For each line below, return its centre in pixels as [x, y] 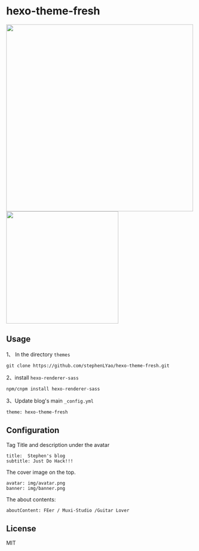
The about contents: [31, 499]
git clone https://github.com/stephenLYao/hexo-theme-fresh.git [88, 366]
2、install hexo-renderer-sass [42, 378]
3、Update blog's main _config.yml [50, 401]
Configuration [33, 430]
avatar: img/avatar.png [36, 483]
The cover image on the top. [41, 472]
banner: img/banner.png [36, 488]
